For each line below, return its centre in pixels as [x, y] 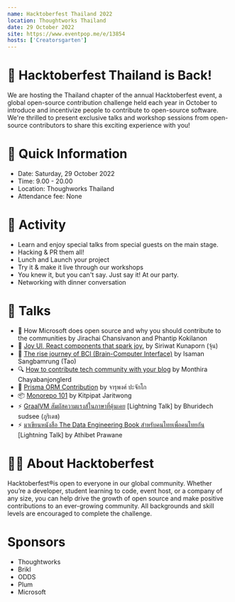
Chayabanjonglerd [45, 379]
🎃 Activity [37, 225]
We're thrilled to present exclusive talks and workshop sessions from [108, 118]
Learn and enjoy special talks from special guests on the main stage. [118, 244]
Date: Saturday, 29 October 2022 [66, 174]
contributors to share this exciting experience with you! [110, 126]
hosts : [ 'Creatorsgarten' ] [47, 40]
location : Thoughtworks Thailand [57, 21]
